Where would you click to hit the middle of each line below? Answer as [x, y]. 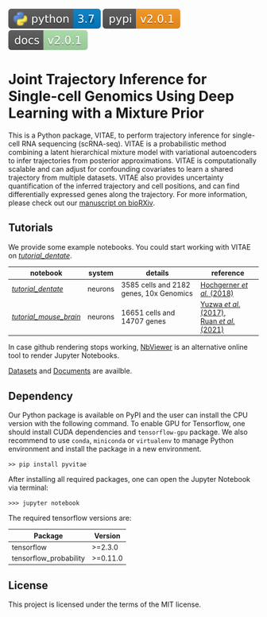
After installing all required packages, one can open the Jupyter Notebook [129, 479]
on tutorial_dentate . [41, 255]
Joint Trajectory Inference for [108, 80]
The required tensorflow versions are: [70, 518]
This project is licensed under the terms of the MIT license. [104, 604]
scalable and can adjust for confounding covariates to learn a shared [121, 169]
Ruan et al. [218, 321]
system [101, 273]
